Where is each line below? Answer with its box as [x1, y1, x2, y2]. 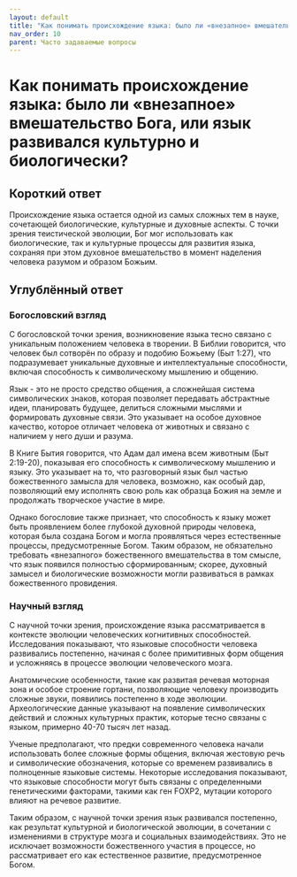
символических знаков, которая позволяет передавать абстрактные [9, 393, 270, 404]
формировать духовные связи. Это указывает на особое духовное [9, 412, 263, 422]
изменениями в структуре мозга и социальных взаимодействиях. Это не [9, 831, 287, 842]
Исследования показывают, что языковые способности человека [9, 639, 258, 650]
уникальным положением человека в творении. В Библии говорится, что [9, 338, 286, 349]
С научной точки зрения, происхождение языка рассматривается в [9, 620, 266, 631]
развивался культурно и [9, 132, 200, 152]
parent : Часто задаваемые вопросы [9, 37, 137, 47]
